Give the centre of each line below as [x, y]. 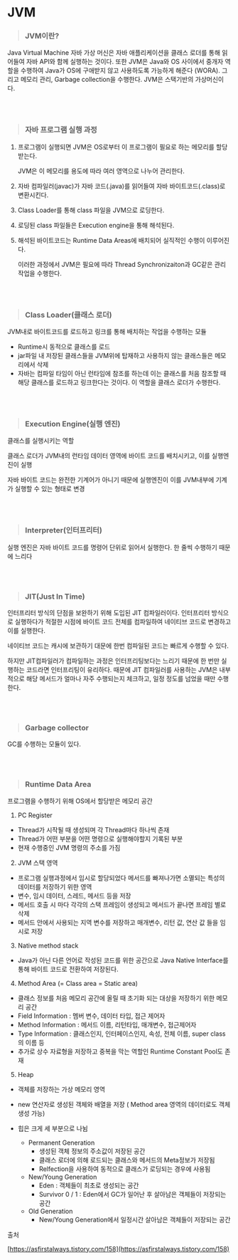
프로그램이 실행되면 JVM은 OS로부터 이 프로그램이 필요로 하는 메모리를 [116, 147]
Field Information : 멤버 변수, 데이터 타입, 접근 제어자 [91, 1016]
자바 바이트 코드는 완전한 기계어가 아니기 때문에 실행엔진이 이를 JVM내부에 [111, 480]
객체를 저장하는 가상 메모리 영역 [61, 1089]
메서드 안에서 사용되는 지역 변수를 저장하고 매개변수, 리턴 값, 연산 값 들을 [118, 922]
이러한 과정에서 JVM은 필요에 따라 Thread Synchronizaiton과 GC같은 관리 [121, 264]
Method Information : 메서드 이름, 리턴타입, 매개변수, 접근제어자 [107, 1024]
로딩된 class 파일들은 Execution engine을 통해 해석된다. [96, 225]
